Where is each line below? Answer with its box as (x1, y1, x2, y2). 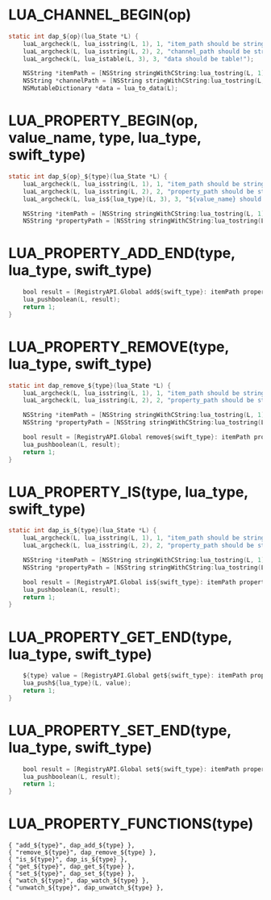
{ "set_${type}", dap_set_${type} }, (8, 869, 135, 878)
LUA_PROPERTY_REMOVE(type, (8, 337, 230, 356)
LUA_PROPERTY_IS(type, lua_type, (8, 482, 248, 501)
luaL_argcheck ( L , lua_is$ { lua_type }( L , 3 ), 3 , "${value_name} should (23, 195, 262, 203)
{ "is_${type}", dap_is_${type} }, (8, 856, 128, 864)
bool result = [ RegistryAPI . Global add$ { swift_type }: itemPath (23, 288, 240, 296)
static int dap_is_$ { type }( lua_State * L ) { (8, 527, 157, 535)
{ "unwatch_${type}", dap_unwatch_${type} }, (8, 884, 164, 892)
